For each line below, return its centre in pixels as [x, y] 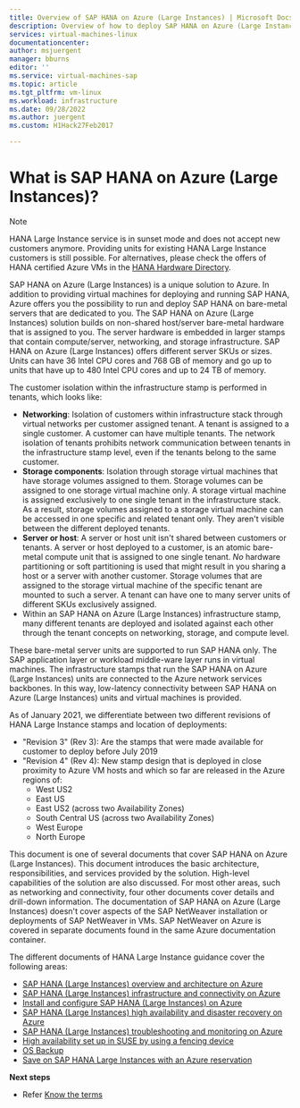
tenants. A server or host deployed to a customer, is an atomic [137, 547]
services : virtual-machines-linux [74, 34]
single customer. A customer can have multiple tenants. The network [149, 433]
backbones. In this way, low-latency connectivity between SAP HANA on [143, 688]
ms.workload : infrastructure [63, 101]
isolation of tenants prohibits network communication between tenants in [156, 443]
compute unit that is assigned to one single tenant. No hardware [163, 556]
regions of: [42, 780]
